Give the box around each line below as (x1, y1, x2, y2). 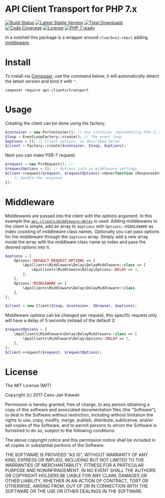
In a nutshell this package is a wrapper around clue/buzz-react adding (5, 34, 148, 40)
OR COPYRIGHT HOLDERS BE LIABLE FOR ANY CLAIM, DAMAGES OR (5, 472, 147, 479)
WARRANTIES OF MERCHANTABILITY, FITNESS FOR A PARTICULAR (5, 462, 144, 468)
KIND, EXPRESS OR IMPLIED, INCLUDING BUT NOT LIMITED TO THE (5, 457, 144, 463)
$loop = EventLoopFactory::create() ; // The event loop (5, 134, 122, 139)
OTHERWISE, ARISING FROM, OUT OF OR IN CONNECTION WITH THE (5, 483, 148, 489)
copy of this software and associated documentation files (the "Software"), (5, 407, 157, 413)
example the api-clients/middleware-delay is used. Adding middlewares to (5, 218, 158, 224)
